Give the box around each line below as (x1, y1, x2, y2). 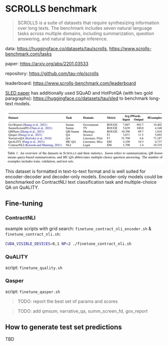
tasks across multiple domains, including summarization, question (17, 30, 154, 36)
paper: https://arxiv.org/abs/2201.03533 (5, 60, 89, 66)
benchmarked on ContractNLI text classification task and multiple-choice (5, 179, 157, 185)
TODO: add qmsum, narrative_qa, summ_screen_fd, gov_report (17, 308, 148, 314)
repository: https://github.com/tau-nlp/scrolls (5, 70, 99, 76)
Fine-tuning (5, 199, 43, 207)
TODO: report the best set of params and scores (17, 298, 118, 305)
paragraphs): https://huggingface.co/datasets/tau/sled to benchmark (5, 95, 148, 101)
